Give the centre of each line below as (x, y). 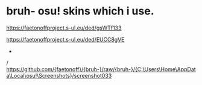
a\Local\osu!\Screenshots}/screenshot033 (59, 75)
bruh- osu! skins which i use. (80, 11)
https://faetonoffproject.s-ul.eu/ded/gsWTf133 (64, 28)
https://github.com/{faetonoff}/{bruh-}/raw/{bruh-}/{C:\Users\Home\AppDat (101, 69)
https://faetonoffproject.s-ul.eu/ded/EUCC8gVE (65, 39)
